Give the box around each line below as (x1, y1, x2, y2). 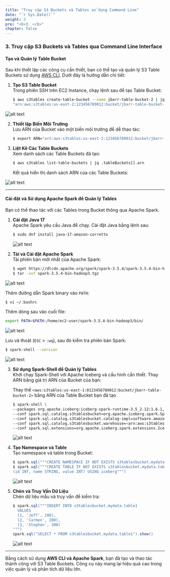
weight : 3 (5, 17, 26, 22)
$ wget (12, 266, 27, 271)
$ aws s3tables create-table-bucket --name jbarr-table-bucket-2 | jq (12, 97, 165, 102)
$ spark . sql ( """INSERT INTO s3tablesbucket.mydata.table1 (12, 504, 138, 509)
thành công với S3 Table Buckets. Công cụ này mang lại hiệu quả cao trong (5, 561, 162, 567)
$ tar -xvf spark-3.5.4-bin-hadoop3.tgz (12, 271, 99, 276)
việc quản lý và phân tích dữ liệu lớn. (5, 566, 82, 572)
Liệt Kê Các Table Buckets (12, 145, 69, 151)
